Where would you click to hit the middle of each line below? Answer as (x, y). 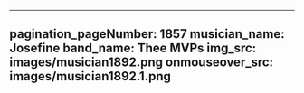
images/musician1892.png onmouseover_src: (142, 63)
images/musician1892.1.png (90, 76)
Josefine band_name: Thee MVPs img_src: (133, 48)
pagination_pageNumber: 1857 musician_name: (147, 34)
